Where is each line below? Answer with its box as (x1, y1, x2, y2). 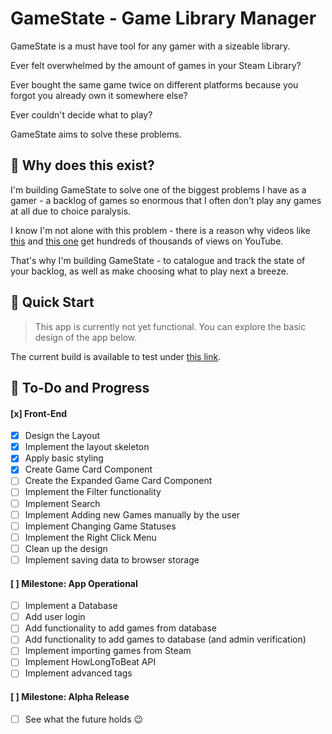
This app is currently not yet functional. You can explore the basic (34, 320, 307, 332)
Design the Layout (24, 430, 100, 442)
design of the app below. (34, 331, 138, 343)
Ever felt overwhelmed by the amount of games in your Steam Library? (10, 59, 302, 71)
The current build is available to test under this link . (10, 350, 222, 362)
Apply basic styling (24, 452, 104, 464)
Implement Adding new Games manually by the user (24, 508, 241, 521)
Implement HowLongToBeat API (24, 656, 157, 668)
